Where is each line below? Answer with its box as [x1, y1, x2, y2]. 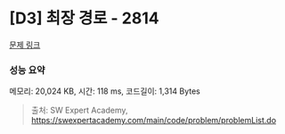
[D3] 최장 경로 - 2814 [9, 8, 159, 29]
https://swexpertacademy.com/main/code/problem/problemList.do [30, 115, 277, 126]
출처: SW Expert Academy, [30, 105, 128, 116]
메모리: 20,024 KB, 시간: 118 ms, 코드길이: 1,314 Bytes [9, 86, 200, 96]
